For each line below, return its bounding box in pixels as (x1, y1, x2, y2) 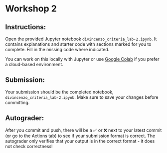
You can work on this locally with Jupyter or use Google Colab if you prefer (5, 56, 160, 62)
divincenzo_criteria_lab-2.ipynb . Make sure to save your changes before (5, 94, 159, 100)
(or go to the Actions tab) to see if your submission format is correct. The (5, 133, 156, 139)
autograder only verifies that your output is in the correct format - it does (5, 138, 155, 144)
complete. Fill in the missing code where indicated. (5, 47, 110, 52)
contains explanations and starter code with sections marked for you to (5, 41, 152, 47)
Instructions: (5, 23, 46, 31)
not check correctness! (5, 143, 53, 149)
